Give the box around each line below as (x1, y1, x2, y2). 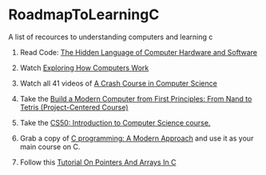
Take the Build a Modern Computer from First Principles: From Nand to (19, 93, 252, 103)
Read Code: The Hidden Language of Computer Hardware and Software (19, 47, 258, 57)
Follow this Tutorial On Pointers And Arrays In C (19, 157, 177, 167)
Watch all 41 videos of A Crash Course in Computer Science (19, 78, 217, 88)
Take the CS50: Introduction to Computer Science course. (19, 117, 211, 127)
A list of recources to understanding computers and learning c (8, 32, 213, 42)
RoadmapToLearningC (8, 6, 160, 24)
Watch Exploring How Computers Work (19, 62, 149, 73)
